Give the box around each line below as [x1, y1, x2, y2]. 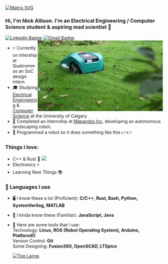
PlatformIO [12, 232, 36, 238]
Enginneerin [12, 97, 37, 103]
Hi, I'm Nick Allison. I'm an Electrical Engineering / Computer [5, 17, 155, 24]
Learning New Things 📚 [12, 169, 63, 175]
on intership [12, 52, 37, 58]
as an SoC [12, 68, 34, 74]
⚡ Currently [12, 45, 36, 51]
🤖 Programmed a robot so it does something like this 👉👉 [12, 129, 132, 136]
